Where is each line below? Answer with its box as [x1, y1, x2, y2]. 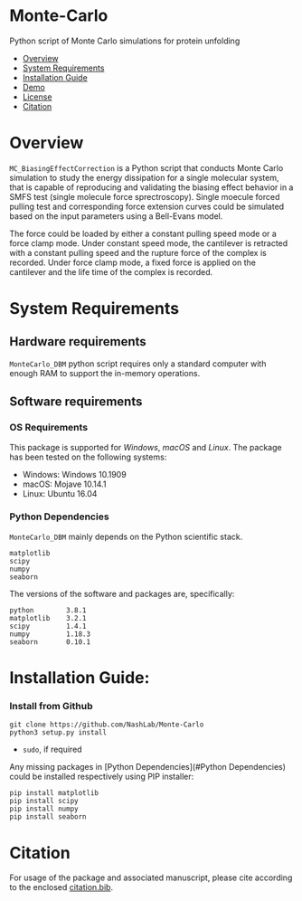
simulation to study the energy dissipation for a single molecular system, [9, 172, 279, 183]
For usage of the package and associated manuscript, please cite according [9, 872, 293, 883]
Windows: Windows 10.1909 [22, 469, 127, 479]
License [22, 91, 52, 102]
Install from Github [9, 699, 93, 712]
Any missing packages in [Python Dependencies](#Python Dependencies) [9, 762, 287, 773]
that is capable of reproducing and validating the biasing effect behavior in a [9, 182, 294, 193]
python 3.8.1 [9, 605, 88, 615]
